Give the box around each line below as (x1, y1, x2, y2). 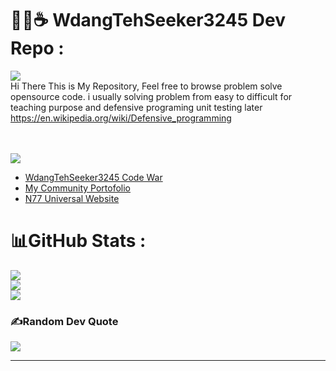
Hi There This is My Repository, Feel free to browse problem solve (10, 80, 283, 92)
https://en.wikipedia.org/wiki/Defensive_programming (10, 112, 232, 124)
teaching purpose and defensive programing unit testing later (10, 101, 263, 113)
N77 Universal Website (24, 192, 120, 204)
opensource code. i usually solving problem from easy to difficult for (10, 90, 293, 102)
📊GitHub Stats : (10, 230, 147, 252)
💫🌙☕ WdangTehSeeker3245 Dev (10, 9, 286, 32)
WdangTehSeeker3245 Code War (24, 171, 163, 183)
